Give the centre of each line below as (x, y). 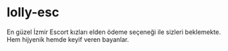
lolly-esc (33, 12)
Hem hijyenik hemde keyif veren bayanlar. (68, 39)
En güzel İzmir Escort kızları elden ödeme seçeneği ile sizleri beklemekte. (114, 32)
